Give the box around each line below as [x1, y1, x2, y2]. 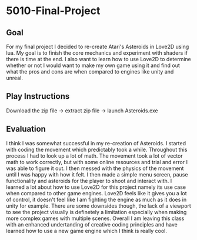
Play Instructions [6, 91, 70, 101]
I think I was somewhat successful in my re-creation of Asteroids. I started [6, 139, 186, 146]
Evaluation [6, 124, 46, 134]
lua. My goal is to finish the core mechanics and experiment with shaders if [6, 49, 188, 56]
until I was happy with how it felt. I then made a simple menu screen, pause [6, 171, 188, 178]
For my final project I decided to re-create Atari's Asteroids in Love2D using [6, 43, 189, 50]
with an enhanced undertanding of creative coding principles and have [6, 221, 178, 228]
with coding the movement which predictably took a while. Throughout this [6, 146, 188, 153]
